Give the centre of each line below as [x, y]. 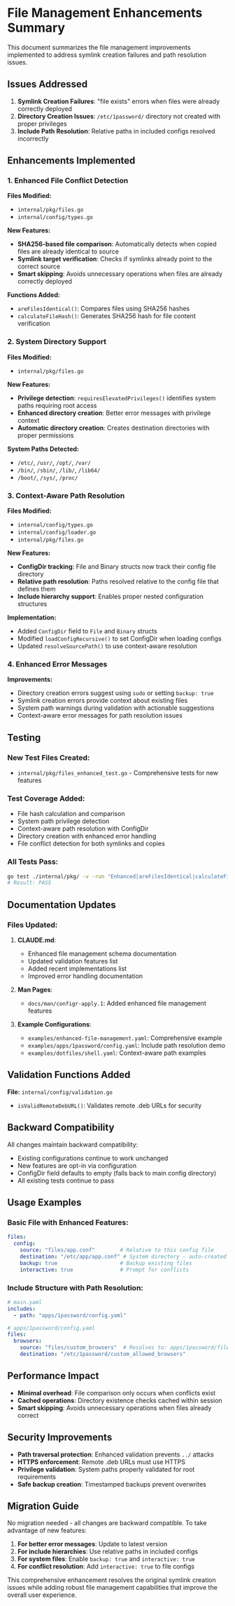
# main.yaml [24, 1302]
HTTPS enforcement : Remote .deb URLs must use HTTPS [101, 1461]
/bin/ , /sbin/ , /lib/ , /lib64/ [59, 470]
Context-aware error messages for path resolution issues [100, 716]
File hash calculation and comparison [71, 814]
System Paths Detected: [43, 449]
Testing [24, 738]
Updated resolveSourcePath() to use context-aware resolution [107, 646]
